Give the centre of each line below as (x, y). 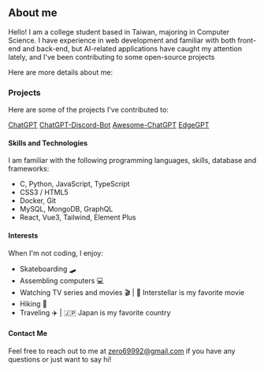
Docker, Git (38, 201)
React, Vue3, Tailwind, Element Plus (78, 217)
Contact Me (28, 333)
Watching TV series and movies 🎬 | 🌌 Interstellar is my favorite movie (132, 292)
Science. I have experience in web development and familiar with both (122, 40)
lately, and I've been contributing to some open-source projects (112, 57)
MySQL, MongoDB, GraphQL (66, 209)
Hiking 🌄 (33, 304)
